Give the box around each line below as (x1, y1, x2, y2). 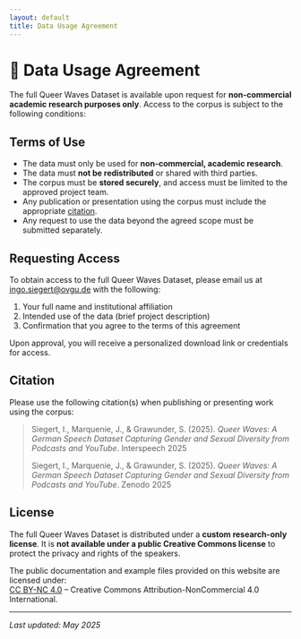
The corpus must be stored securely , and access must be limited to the (21, 177, 288, 188)
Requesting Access (9, 251, 121, 266)
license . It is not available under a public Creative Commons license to (9, 538, 276, 549)
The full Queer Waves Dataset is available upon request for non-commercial (9, 89, 292, 100)
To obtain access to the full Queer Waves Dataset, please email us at (9, 275, 262, 285)
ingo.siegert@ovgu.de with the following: (9, 284, 161, 295)
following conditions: (9, 108, 87, 119)
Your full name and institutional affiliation (21, 302, 173, 312)
